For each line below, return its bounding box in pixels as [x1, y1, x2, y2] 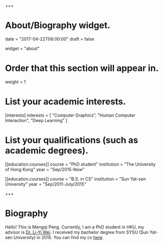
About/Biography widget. [5, 20, 111, 31]
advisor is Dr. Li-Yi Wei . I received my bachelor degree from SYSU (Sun [5, 229, 149, 235]
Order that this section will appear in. [5, 63, 159, 74]
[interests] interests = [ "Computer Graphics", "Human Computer [5, 112, 136, 118]
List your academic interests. [5, 96, 126, 107]
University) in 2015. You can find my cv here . [13, 234, 104, 240]
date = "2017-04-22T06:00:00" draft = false [5, 36, 94, 42]
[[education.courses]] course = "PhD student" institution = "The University [5, 161, 156, 167]
